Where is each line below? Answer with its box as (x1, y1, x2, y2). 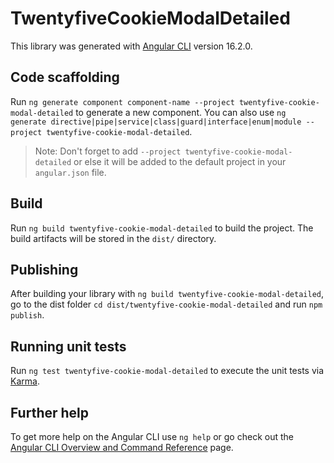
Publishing (10, 261, 79, 278)
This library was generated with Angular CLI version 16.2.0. (10, 40, 253, 52)
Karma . (10, 375, 40, 387)
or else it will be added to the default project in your (73, 155, 287, 167)
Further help (10, 404, 90, 421)
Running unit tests (10, 338, 127, 355)
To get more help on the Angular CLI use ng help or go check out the (10, 431, 294, 442)
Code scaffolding (10, 69, 120, 86)
